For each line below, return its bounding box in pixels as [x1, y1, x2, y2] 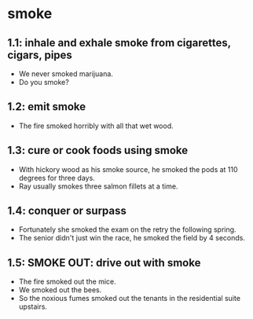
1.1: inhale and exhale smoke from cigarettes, [7, 36, 231, 49]
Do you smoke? [18, 78, 70, 86]
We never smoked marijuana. [18, 69, 113, 79]
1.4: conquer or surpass [7, 204, 127, 218]
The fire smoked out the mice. [18, 277, 117, 287]
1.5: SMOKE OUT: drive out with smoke [7, 256, 201, 269]
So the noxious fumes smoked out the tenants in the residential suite [18, 294, 241, 303]
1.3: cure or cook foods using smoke [7, 144, 189, 157]
